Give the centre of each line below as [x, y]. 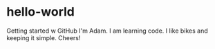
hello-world [41, 12]
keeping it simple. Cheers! [44, 37]
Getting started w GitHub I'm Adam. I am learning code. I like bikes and [107, 31]
